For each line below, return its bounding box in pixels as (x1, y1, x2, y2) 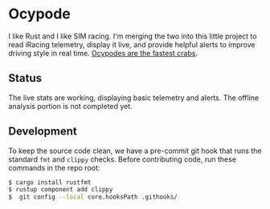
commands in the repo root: (8, 163, 100, 172)
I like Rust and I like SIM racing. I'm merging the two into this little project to (8, 31, 257, 41)
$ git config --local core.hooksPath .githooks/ (8, 193, 178, 201)
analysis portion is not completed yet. (8, 101, 133, 111)
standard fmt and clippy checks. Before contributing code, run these (8, 154, 237, 164)
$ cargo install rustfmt (8, 178, 92, 187)
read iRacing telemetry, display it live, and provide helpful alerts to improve (8, 39, 256, 49)
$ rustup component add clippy (8, 186, 113, 194)
